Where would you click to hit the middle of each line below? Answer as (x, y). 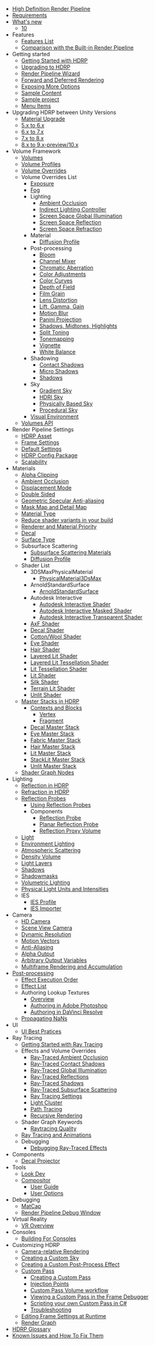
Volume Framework (36, 151)
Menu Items (36, 106)
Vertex (47, 714)
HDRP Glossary (31, 1329)
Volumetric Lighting (46, 882)
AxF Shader (45, 623)
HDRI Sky (51, 397)
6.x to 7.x (33, 132)
